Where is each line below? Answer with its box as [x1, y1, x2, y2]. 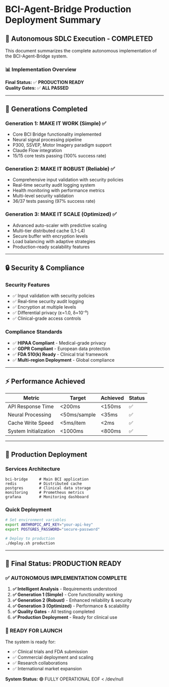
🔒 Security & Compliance [5, 263, 84, 272]
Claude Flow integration [12, 147, 62, 153]
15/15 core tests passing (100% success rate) [12, 152, 107, 158]
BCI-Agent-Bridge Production [5, 4, 132, 15]
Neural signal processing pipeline [12, 136, 82, 142]
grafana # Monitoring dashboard [5, 494, 89, 500]
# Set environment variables [5, 518, 66, 523]
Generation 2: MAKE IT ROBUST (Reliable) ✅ [5, 165, 115, 172]
